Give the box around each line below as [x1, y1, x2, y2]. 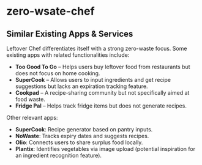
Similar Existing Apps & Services [6, 29, 133, 39]
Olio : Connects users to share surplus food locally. [15, 139, 143, 146]
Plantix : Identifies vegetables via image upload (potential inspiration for [15, 145, 196, 152]
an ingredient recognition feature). [15, 152, 102, 159]
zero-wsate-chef [6, 4, 95, 18]
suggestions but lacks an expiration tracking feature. [15, 82, 148, 90]
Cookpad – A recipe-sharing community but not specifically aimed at [15, 89, 190, 96]
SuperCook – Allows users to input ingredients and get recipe [15, 76, 171, 83]
